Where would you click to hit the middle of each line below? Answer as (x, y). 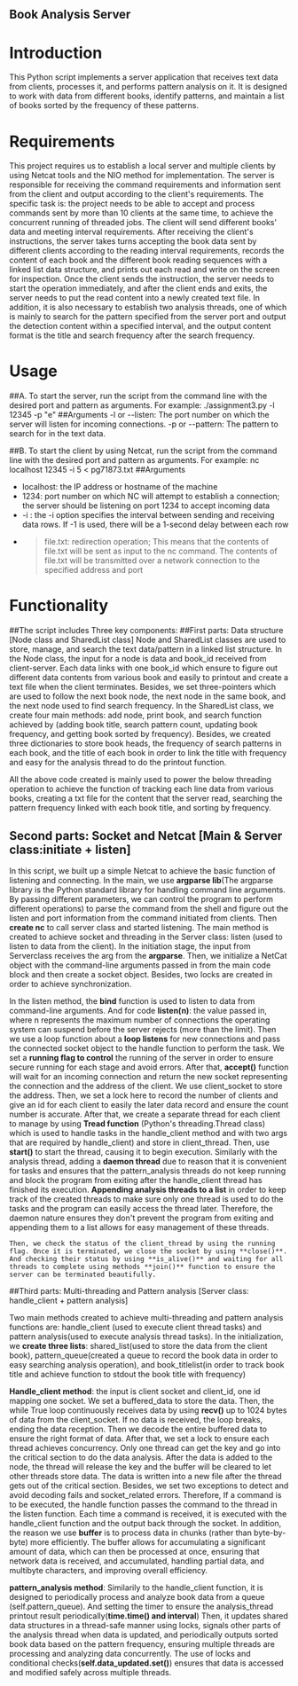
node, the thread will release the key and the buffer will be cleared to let (141, 1466)
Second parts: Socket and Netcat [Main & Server (146, 836)
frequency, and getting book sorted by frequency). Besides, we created (140, 734)
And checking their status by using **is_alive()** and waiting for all (146, 1259)
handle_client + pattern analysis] (69, 1300)
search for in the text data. (58, 434)
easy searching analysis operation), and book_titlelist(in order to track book (147, 1364)
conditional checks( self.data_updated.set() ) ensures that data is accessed (146, 1663)
